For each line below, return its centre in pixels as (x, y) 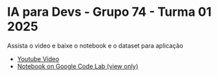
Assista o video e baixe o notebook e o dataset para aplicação (95, 45)
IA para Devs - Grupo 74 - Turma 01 (109, 12)
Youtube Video (38, 58)
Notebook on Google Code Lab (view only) (78, 66)
